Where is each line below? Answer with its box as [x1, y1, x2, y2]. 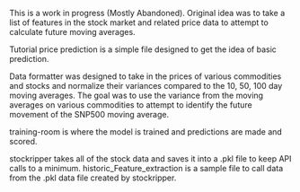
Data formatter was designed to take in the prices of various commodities [9, 71, 282, 82]
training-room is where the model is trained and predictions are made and [9, 127, 283, 137]
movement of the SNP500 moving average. [9, 109, 169, 119]
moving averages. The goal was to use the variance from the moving [9, 90, 263, 100]
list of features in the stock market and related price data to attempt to [9, 17, 269, 28]
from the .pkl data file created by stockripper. [9, 172, 177, 183]
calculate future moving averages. [9, 27, 137, 37]
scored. [9, 136, 38, 146]
